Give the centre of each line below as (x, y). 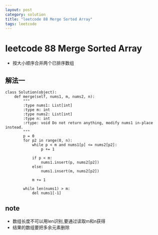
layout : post (19, 10)
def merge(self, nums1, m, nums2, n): (54, 97)
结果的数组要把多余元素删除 (41, 227)
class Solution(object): (31, 92)
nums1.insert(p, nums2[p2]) (70, 162)
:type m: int (37, 110)
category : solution (25, 15)
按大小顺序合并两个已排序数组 (43, 63)
